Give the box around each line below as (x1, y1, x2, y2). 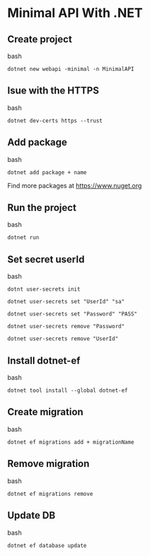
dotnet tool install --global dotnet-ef (7, 387, 129, 394)
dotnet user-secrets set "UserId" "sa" (7, 299, 125, 306)
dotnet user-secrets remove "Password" (7, 323, 125, 330)
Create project (7, 33, 72, 45)
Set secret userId (7, 253, 85, 265)
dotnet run (7, 234, 40, 241)
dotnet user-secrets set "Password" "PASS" (7, 311, 138, 318)
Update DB (7, 509, 56, 521)
